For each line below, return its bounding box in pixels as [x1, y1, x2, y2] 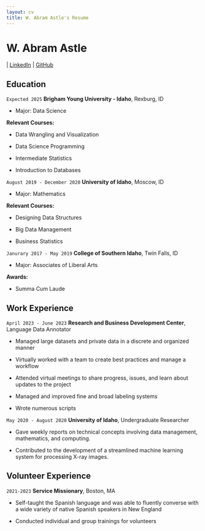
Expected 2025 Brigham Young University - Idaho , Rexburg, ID [6, 96, 164, 103]
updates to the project [15, 381, 72, 388]
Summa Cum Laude [15, 285, 65, 293]
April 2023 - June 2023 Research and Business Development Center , [6, 319, 186, 326]
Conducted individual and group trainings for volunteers [15, 517, 157, 524]
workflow [15, 363, 39, 370]
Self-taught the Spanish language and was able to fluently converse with [15, 499, 199, 506]
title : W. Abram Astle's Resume [6, 15, 89, 21]
